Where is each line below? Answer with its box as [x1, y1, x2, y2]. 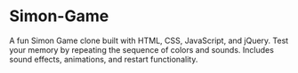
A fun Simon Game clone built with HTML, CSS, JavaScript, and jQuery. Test [9, 35, 289, 46]
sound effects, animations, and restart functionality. [9, 54, 198, 64]
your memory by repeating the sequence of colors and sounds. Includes [9, 44, 274, 55]
